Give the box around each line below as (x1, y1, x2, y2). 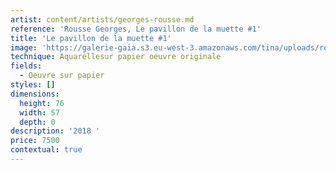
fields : (10, 61, 43, 71)
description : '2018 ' (10, 126, 101, 136)
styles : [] (10, 80, 56, 90)
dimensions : (10, 89, 60, 99)
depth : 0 (19, 117, 56, 127)
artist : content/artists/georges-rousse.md (10, 14, 195, 25)
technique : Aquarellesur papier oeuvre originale (10, 52, 222, 62)
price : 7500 (10, 136, 60, 146)
